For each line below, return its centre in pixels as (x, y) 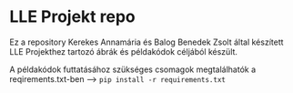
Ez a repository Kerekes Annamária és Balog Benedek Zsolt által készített (146, 42)
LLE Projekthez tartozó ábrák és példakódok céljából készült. (124, 51)
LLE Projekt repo (72, 17)
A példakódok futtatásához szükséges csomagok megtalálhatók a (133, 69)
